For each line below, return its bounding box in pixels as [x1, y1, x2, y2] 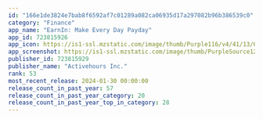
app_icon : [8, 41, 41, 49]
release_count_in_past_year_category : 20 [8, 92, 146, 99]
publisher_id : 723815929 [8, 56, 89, 63]
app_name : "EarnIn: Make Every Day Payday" [8, 26, 153, 34]
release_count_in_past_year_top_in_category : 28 [8, 99, 170, 106]
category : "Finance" [8, 19, 76, 27]
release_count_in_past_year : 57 [8, 84, 113, 92]
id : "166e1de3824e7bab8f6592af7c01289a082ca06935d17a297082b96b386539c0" [8, 11, 254, 20]
